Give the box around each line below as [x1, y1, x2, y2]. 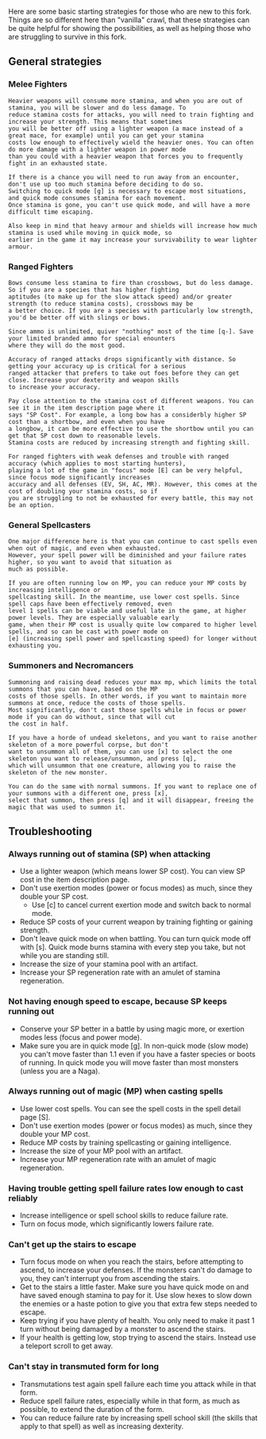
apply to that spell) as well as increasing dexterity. [19, 1421, 184, 1431]
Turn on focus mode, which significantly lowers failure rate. [19, 1219, 214, 1229]
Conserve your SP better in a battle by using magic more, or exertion [19, 1024, 245, 1033]
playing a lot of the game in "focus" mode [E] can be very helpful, [8, 466, 244, 475]
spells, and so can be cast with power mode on [8, 628, 169, 636]
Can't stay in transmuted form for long [8, 1361, 160, 1372]
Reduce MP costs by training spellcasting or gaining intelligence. [19, 1137, 232, 1147]
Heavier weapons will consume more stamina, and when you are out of [8, 97, 244, 105]
